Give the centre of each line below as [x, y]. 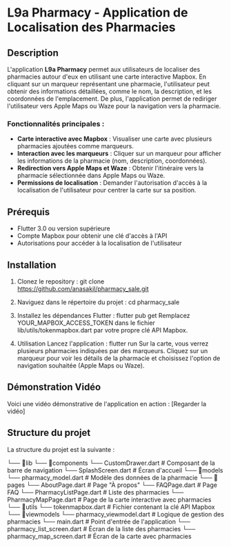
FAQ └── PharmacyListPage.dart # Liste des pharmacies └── [96, 492]
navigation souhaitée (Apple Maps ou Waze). [81, 365]
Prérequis [29, 212]
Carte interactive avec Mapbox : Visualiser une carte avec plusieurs [114, 139]
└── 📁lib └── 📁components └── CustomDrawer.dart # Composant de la [111, 463]
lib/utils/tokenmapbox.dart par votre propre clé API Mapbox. [102, 330]
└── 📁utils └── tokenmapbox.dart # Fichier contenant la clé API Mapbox [111, 507]
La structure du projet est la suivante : [61, 449]
